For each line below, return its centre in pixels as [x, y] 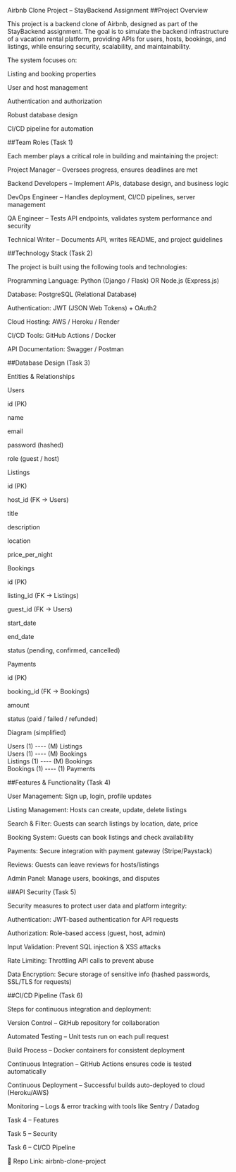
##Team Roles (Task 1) [40, 142]
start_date [22, 623]
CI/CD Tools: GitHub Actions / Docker [62, 335]
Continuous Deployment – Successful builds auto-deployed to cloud [106, 1085]
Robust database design [43, 115]
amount [18, 705]
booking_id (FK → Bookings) [49, 691]
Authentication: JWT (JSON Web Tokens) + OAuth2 [82, 308]
